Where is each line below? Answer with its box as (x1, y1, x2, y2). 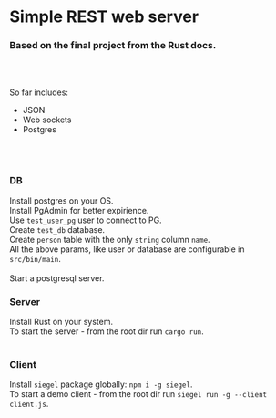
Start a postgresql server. (9, 272, 105, 284)
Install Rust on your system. (9, 317, 114, 328)
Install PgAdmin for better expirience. (9, 204, 149, 215)
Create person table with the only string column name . (9, 234, 211, 245)
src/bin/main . (9, 253, 61, 264)
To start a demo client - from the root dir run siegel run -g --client (9, 389, 267, 400)
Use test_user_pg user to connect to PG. (9, 214, 162, 225)
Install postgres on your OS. (9, 194, 114, 206)
